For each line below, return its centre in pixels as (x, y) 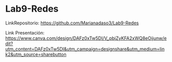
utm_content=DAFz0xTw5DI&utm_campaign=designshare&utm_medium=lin (85, 49)
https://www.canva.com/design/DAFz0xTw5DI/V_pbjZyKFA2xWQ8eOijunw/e (86, 38)
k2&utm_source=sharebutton (36, 54)
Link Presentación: (25, 33)
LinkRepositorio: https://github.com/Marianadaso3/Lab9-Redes (72, 23)
